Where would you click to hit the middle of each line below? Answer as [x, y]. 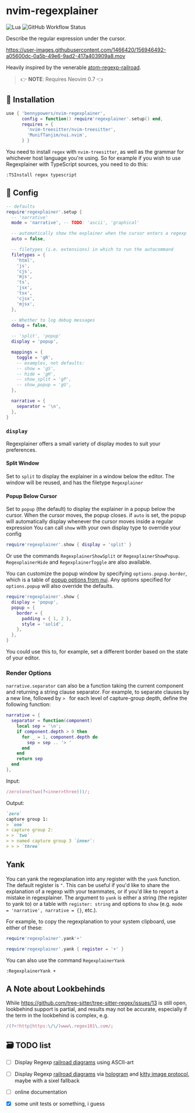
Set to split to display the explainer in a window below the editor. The [90, 476]
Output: [15, 803]
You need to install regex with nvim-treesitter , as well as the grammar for [95, 152]
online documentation [41, 1092]
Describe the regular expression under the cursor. [66, 38]
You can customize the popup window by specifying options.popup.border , [97, 574]
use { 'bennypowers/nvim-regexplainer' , [56, 113]
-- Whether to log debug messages [53, 320]
